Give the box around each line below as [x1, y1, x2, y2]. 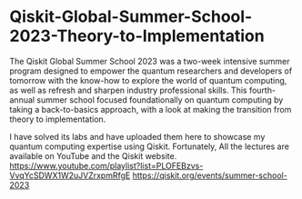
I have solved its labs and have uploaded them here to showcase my [9, 131, 266, 142]
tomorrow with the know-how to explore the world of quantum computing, [9, 75, 287, 85]
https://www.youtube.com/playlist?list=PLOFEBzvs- [9, 160, 204, 171]
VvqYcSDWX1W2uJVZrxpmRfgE [9, 170, 131, 181]
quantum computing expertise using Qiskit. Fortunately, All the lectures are [9, 141, 289, 152]
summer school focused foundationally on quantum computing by [35, 94, 284, 105]
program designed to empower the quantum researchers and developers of [9, 65, 293, 76]
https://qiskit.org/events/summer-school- [132, 170, 288, 181]
